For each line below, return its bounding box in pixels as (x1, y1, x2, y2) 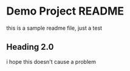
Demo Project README (6, 4, 125, 18)
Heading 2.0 (6, 42, 54, 52)
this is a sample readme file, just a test (6, 24, 102, 32)
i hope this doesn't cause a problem (6, 58, 96, 65)
